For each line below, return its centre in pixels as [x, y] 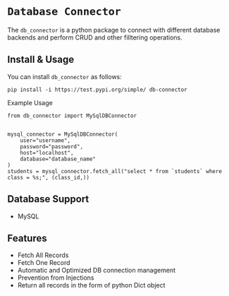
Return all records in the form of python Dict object [91, 285]
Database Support [48, 199]
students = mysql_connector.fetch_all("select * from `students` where [114, 171]
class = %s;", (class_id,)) [49, 177]
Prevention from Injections [56, 278]
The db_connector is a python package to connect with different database [114, 30]
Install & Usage [41, 60]
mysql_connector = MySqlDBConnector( [63, 134]
